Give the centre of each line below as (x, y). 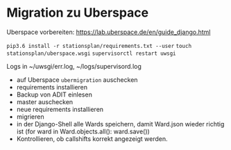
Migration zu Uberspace (78, 13)
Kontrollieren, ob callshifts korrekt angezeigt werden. (92, 139)
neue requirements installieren (60, 109)
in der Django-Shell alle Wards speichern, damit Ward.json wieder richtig (120, 124)
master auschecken (45, 101)
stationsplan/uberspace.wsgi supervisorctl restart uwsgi (91, 53)
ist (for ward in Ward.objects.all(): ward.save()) (83, 131)
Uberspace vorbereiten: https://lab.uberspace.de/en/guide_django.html (109, 32)
